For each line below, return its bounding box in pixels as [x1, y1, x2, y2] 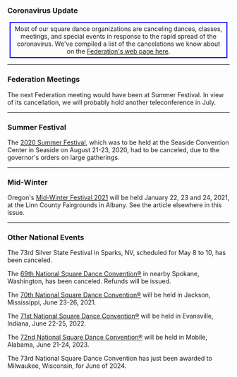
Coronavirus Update [7, 6, 78, 16]
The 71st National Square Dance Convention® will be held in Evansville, [7, 312, 214, 321]
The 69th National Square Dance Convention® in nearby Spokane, [7, 270, 200, 278]
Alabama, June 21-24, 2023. [7, 340, 90, 349]
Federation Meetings [7, 75, 80, 85]
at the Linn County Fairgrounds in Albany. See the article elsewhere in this [7, 201, 222, 209]
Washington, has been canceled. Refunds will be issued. [7, 277, 171, 285]
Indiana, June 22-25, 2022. [7, 319, 87, 328]
